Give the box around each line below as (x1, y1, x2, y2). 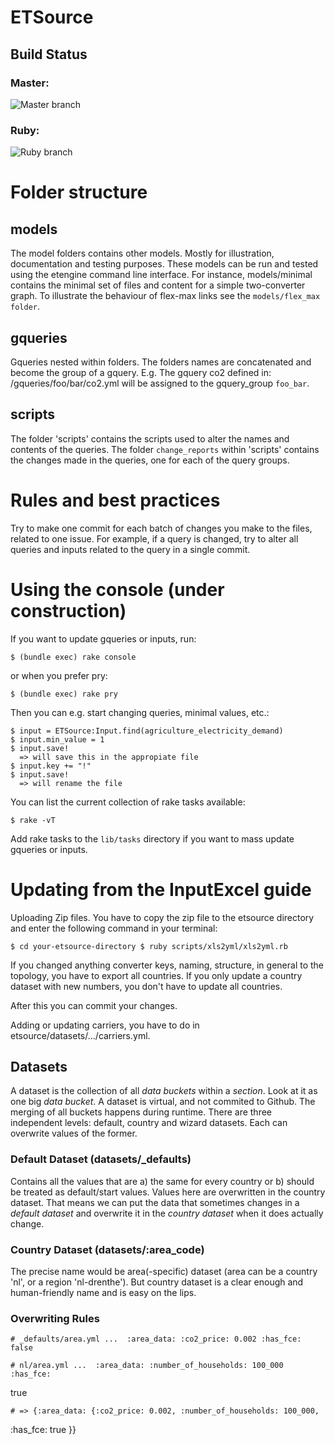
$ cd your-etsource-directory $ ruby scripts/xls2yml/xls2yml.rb (10, 941, 288, 951)
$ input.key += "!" (10, 761, 92, 771)
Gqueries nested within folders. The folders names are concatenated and (10, 356, 312, 368)
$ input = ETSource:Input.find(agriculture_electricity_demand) (10, 726, 284, 736)
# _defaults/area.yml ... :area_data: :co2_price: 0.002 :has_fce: (10, 1334, 302, 1345)
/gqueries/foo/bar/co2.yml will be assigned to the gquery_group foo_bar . (10, 377, 310, 389)
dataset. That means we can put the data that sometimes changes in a (10, 1196, 300, 1208)
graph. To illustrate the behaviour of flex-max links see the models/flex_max (10, 290, 321, 302)
